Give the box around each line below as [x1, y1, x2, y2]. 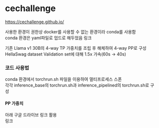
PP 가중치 [5, 100, 24, 106]
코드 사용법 [5, 64, 30, 71]
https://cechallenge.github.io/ [5, 19, 64, 25]
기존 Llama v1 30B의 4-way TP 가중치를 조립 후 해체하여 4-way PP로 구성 [5, 45, 147, 51]
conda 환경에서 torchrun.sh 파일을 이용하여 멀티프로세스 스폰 [5, 76, 122, 82]
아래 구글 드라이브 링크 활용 [5, 112, 57, 118]
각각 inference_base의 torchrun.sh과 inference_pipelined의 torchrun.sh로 [5, 83, 149, 88]
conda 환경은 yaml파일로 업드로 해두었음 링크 [5, 35, 92, 41]
